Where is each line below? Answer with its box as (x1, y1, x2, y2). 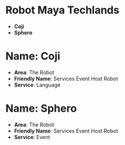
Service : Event (13, 133, 50, 140)
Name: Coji (5, 50, 60, 63)
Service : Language (13, 81, 61, 88)
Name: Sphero (5, 102, 77, 115)
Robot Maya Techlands (5, 4, 120, 17)
